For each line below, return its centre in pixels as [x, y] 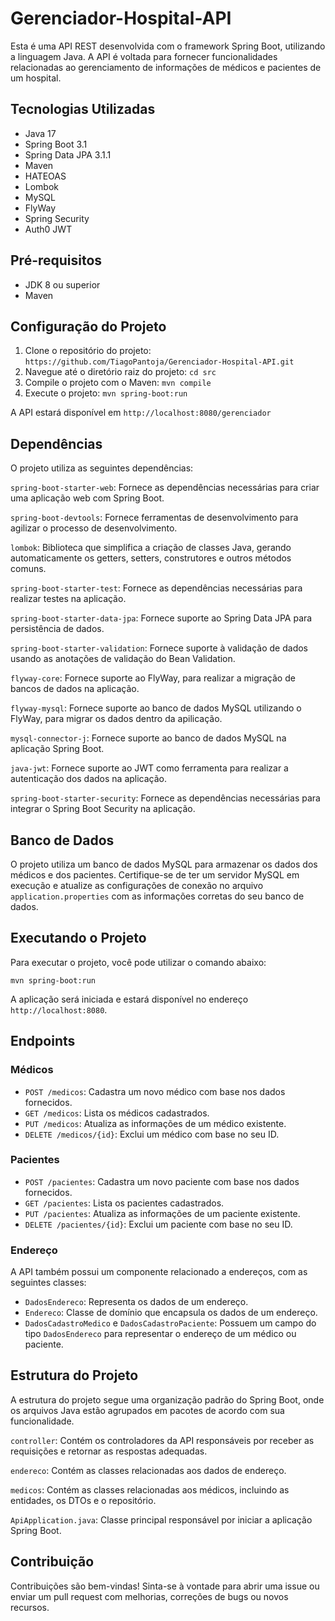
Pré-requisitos [56, 260]
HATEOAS [45, 176]
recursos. [30, 1607]
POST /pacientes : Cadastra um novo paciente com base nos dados [162, 1181]
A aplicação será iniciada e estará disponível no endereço [129, 999]
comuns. [28, 569]
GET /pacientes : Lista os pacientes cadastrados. [124, 1203]
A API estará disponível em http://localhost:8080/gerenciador [141, 413]
